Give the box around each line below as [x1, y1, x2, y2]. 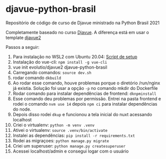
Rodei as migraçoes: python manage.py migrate [12, 137, 110, 144]
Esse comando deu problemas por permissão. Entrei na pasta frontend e [12, 95, 162, 102]
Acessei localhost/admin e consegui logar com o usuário [12, 148, 129, 154]
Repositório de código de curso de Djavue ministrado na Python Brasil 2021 [5, 20, 160, 26]
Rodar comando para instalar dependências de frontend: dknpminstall [12, 90, 157, 96]
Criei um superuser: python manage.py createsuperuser [12, 143, 126, 149]
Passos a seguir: [5, 44, 40, 50]
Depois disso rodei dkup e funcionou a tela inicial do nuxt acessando [12, 111, 153, 117]
